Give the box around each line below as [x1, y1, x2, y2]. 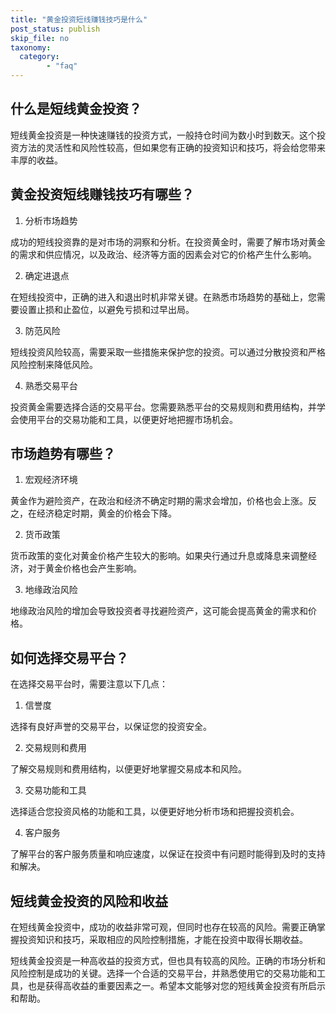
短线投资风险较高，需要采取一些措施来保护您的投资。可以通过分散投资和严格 [10, 346, 326, 358]
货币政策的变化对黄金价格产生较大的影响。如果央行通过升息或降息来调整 [10, 550, 308, 562]
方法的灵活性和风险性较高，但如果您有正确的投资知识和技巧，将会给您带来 [18, 141, 326, 153]
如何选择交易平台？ [10, 649, 129, 666]
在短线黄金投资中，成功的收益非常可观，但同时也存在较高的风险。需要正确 [10, 921, 317, 933]
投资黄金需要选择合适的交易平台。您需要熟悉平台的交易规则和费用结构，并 [10, 401, 317, 413]
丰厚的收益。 [10, 154, 63, 166]
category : [19, 52, 60, 62]
